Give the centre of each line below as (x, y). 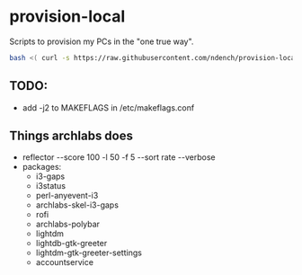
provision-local (67, 17)
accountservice (65, 262)
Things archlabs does (71, 136)
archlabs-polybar (68, 224)
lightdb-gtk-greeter (71, 244)
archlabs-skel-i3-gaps (77, 205)
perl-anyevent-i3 (67, 196)
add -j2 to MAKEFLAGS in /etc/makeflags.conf (108, 107)
